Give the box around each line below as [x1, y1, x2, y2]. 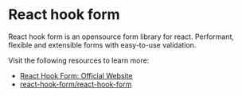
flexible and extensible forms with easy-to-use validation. [8, 40, 197, 49]
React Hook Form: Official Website [19, 71, 133, 80]
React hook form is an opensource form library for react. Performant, [8, 32, 235, 41]
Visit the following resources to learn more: [8, 56, 150, 65]
